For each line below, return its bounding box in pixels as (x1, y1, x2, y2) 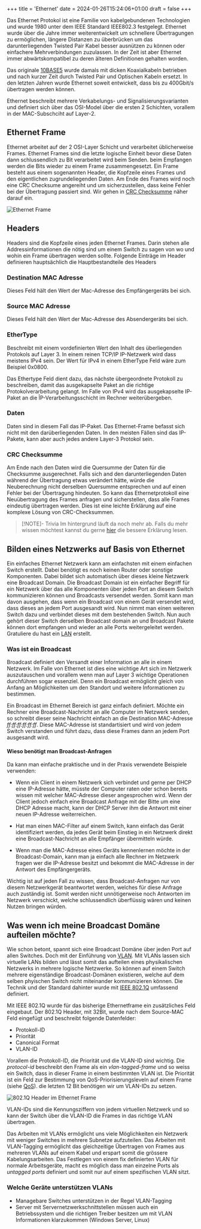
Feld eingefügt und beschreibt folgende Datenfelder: (7, 1015, 136, 1022)
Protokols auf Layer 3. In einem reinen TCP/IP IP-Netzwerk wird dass (7, 350, 176, 357)
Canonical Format (15, 1039, 59, 1046)
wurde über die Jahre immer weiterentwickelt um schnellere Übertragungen (7, 29, 194, 37)
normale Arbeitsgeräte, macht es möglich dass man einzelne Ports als (7, 1162, 179, 1169)
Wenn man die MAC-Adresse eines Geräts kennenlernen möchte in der (15, 847, 191, 854)
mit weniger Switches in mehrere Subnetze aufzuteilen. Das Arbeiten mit (7, 1137, 186, 1144)
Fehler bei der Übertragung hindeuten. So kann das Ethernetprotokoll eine (7, 489, 190, 497)
